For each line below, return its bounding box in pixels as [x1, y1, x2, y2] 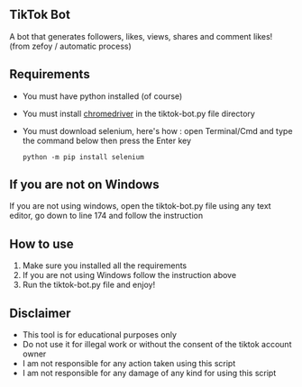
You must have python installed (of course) [22, 90, 183, 102]
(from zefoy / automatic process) [9, 40, 133, 51]
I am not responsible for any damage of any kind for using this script [22, 368, 277, 379]
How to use [9, 236, 74, 251]
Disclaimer [9, 305, 71, 320]
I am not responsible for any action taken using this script [22, 358, 236, 369]
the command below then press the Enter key [22, 135, 192, 146]
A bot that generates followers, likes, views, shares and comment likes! [9, 31, 273, 41]
